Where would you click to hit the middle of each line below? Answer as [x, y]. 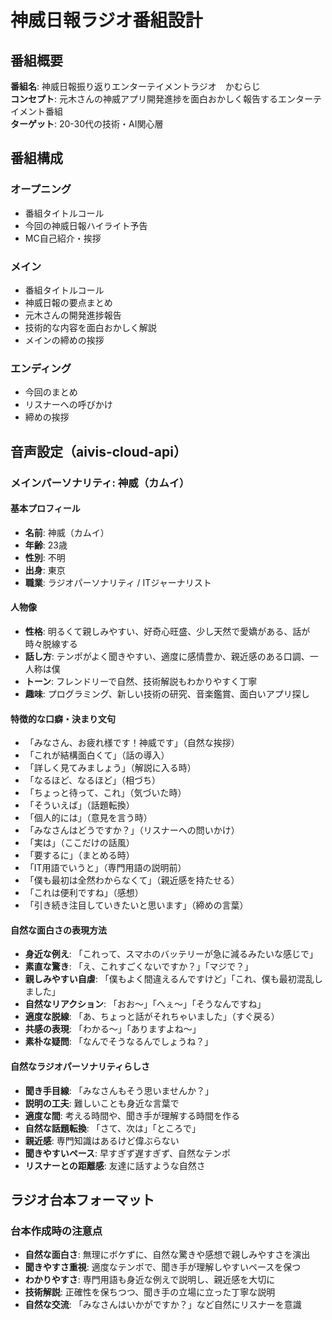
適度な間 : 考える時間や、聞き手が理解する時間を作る [132, 1115]
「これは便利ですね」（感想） [84, 893]
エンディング [41, 368]
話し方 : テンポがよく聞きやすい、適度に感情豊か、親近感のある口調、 [167, 656]
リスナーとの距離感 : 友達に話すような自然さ [115, 1165]
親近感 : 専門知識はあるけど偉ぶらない [102, 1140]
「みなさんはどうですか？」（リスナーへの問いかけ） [132, 830]
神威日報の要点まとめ [68, 302]
